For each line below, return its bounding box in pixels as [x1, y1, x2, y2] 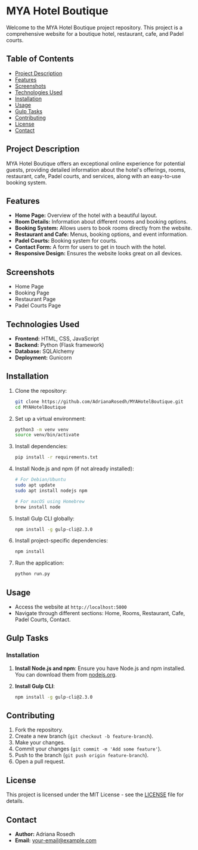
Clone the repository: [14, 387, 67, 394]
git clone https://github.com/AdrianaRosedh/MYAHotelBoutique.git [14, 398, 184, 405]
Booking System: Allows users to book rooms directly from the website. [14, 225, 193, 232]
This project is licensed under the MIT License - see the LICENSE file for [6, 791, 184, 798]
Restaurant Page [14, 296, 56, 303]
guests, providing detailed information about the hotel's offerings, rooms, [6, 166, 186, 173]
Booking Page [14, 289, 49, 296]
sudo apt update [14, 482, 55, 488]
